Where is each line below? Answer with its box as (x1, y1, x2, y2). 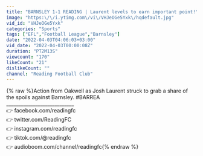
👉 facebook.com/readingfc (6, 107, 76, 114)
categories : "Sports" (6, 25, 61, 32)
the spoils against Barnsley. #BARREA (6, 94, 100, 101)
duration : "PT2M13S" (6, 48, 59, 54)
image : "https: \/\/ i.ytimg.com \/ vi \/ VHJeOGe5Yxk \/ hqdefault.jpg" (6, 15, 174, 21)
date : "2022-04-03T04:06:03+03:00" (6, 37, 96, 43)
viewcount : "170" (6, 54, 50, 60)
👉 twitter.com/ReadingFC (6, 116, 72, 123)
